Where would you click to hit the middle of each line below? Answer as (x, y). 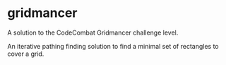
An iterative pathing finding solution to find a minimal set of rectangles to (113, 46)
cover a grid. (26, 54)
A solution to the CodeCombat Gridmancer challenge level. (93, 32)
